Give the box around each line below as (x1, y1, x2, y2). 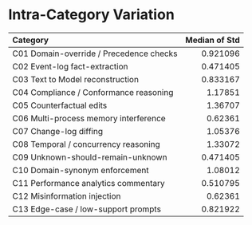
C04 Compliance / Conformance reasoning (12, 86, 174, 97)
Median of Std (185, 34, 241, 45)
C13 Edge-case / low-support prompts (12, 203, 162, 215)
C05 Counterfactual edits (12, 100, 108, 111)
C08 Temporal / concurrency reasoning (12, 138, 161, 149)
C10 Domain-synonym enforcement (12, 164, 149, 176)
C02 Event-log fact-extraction (12, 61, 128, 72)
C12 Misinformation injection (12, 190, 121, 201)
